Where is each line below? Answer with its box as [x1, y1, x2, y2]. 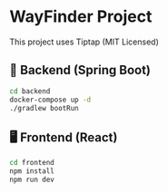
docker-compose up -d [9, 95, 92, 104]
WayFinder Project [9, 6, 153, 27]
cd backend [9, 86, 51, 96]
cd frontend [9, 159, 54, 168]
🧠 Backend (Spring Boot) [9, 63, 152, 78]
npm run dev [9, 175, 54, 184]
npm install [9, 167, 54, 176]
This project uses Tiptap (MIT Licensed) [9, 36, 159, 47]
